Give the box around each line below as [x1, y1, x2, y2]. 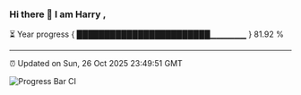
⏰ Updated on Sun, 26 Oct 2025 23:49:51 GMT [9, 58, 184, 69]
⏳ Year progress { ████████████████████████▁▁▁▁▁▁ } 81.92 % [9, 29, 285, 39]
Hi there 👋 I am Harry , [9, 8, 107, 21]
